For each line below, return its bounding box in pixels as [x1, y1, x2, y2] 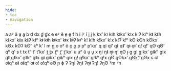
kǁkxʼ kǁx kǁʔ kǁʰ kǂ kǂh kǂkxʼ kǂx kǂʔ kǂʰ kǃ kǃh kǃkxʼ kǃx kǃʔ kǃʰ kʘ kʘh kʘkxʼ [5, 37, 159, 43]
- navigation [5, 17, 33, 22]
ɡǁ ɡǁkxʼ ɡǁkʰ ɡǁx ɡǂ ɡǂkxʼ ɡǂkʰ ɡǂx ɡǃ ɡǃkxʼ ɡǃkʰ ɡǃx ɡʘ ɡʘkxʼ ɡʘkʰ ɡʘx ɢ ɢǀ [5, 55, 159, 61]
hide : [5, 7, 17, 13]
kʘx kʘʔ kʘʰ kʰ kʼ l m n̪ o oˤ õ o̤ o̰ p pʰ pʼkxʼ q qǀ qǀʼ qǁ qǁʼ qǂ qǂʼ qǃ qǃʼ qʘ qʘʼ [5, 43, 165, 49]
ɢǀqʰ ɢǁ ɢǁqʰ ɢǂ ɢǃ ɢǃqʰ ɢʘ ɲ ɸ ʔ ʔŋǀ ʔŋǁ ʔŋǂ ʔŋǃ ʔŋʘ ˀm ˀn [5, 60, 121, 66]
